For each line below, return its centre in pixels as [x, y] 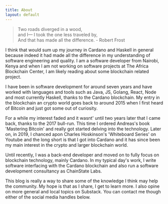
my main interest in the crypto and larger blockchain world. [67, 145]
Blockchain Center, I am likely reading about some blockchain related [77, 71]
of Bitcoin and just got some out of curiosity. [51, 108]
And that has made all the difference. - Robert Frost [71, 40]
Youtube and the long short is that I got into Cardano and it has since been [83, 140]
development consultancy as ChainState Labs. [54, 171]
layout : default [22, 15]
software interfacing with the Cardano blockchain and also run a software [82, 165]
